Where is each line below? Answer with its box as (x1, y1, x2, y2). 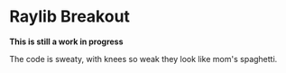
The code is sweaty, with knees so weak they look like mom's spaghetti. (9, 53, 278, 64)
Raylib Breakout (9, 6, 131, 27)
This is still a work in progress (9, 36, 124, 47)
